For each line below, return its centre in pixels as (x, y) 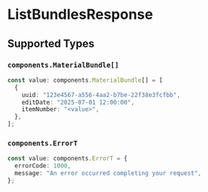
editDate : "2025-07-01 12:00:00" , (78, 102)
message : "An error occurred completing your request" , (108, 174)
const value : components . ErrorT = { (67, 159)
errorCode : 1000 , (43, 166)
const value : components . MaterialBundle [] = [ (85, 80)
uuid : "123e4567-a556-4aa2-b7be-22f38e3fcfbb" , (101, 95)
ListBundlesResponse (80, 15)
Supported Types (51, 44)
